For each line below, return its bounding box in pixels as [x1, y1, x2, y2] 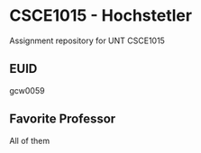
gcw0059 [9, 85, 45, 95]
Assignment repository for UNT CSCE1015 [9, 35, 165, 46]
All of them [9, 135, 50, 146]
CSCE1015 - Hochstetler [9, 5, 192, 26]
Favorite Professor [9, 112, 116, 127]
